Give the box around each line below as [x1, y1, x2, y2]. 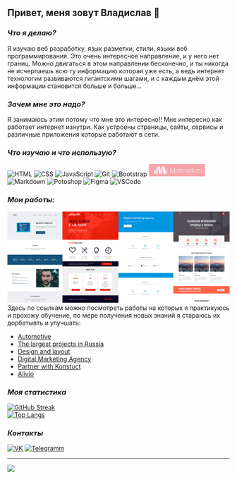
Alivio [17, 369, 34, 378]
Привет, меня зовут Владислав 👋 [7, 7, 160, 19]
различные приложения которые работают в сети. [7, 130, 160, 138]
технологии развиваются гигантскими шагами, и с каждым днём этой [7, 74, 220, 82]
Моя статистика [7, 387, 67, 397]
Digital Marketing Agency [17, 354, 92, 363]
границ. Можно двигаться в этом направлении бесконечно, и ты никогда [7, 59, 229, 68]
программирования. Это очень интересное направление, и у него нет [7, 51, 219, 60]
